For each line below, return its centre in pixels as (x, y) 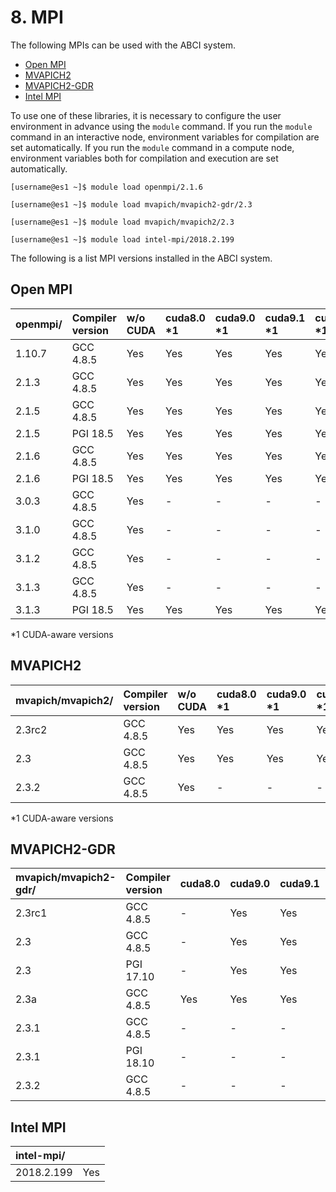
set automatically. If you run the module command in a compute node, (152, 147)
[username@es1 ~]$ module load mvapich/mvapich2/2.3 (122, 222)
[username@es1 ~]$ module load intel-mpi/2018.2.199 (122, 239)
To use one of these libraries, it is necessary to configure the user (146, 115)
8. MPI (37, 17)
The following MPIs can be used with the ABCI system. (123, 45)
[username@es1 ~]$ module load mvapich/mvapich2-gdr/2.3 (131, 204)
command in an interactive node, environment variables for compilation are (165, 137)
